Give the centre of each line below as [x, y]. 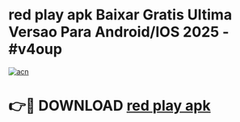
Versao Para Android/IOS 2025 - [119, 32]
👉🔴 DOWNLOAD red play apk [110, 106]
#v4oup [36, 49]
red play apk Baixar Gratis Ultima [120, 15]
